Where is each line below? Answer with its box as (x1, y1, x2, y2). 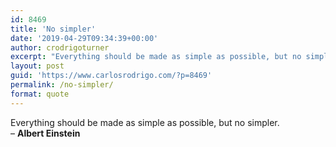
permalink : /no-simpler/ (10, 80, 114, 90)
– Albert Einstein (10, 127, 81, 139)
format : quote (10, 89, 70, 99)
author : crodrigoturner (10, 42, 110, 53)
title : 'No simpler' (10, 24, 97, 34)
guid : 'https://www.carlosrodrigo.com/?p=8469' (10, 71, 213, 81)
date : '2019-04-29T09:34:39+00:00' (10, 33, 159, 43)
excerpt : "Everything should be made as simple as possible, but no (10, 52, 302, 62)
